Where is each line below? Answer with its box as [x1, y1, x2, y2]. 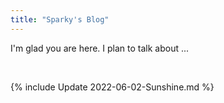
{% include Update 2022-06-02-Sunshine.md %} [10, 81, 215, 93]
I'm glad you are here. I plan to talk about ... [10, 42, 190, 54]
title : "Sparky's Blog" [10, 14, 110, 25]
